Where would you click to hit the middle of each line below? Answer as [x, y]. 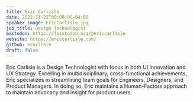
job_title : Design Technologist [46, 28]
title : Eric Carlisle [33, 12]
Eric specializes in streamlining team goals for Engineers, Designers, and [95, 79]
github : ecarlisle [29, 45]
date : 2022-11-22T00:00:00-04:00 [47, 17]
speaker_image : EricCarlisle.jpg [47, 23]
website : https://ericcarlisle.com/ [51, 39]
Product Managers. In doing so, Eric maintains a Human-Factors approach [97, 86]
